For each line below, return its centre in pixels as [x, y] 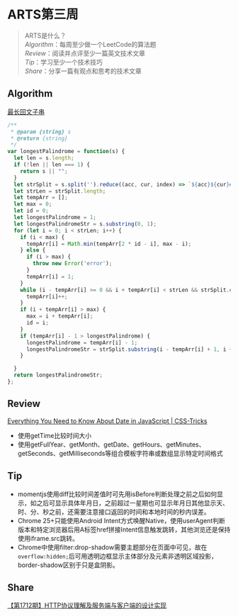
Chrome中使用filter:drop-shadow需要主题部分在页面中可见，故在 [112, 547]
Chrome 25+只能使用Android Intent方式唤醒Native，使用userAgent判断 [121, 520]
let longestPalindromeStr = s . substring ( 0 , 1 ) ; [85, 224]
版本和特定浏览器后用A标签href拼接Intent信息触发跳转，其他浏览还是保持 [124, 530]
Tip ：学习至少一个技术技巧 [63, 62]
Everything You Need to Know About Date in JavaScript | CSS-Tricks [107, 421]
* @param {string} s [41, 132]
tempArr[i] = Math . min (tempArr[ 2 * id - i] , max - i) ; [109, 244]
